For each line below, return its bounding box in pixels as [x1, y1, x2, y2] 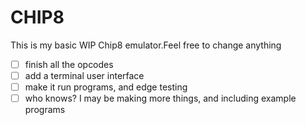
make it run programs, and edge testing [24, 81, 188, 93]
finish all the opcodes [24, 58, 114, 70]
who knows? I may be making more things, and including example [24, 92, 297, 105]
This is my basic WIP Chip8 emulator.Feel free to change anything [10, 39, 282, 51]
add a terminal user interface [24, 70, 145, 81]
